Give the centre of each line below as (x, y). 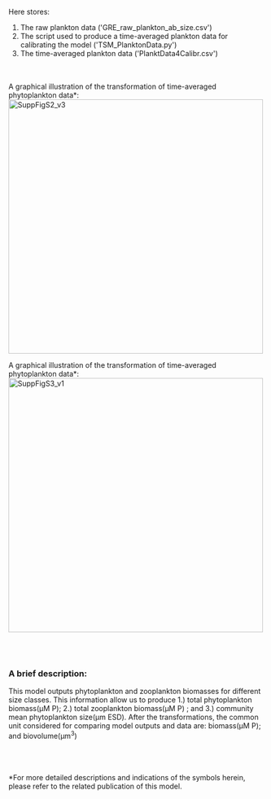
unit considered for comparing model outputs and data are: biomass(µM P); (135, 726)
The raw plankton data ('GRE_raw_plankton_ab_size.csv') (116, 27)
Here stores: (29, 12)
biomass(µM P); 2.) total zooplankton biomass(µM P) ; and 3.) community (131, 709)
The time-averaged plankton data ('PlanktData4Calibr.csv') (119, 53)
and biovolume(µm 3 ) (43, 735)
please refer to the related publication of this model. (95, 786)
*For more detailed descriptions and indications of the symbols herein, (127, 777)
